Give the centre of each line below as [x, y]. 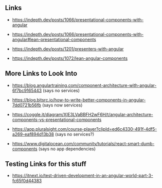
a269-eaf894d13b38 [33, 134]
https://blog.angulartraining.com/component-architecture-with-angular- [84, 85]
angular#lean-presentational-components [54, 39]
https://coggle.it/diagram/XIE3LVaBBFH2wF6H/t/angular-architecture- [82, 114]
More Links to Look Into [41, 74]
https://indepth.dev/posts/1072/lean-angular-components [70, 58]
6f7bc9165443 [27, 90]
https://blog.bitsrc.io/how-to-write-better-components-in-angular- [79, 100]
